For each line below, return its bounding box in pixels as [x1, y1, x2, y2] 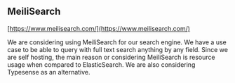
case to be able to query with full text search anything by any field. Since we [7, 45, 228, 53]
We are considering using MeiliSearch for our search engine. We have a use [7, 38, 227, 46]
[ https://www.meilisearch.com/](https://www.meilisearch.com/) [7, 24, 191, 32]
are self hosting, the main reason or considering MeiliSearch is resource [7, 53, 215, 61]
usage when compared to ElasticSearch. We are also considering [7, 60, 196, 69]
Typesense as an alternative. [7, 68, 90, 76]
